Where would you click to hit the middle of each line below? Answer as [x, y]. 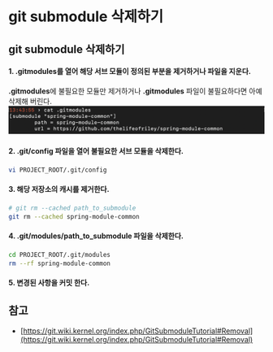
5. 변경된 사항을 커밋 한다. [49, 282]
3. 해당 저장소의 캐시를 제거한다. [59, 189]
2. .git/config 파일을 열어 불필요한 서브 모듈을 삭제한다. [96, 150]
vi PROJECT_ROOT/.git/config [58, 170]
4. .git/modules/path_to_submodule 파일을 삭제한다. [96, 236]
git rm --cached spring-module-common [74, 216]
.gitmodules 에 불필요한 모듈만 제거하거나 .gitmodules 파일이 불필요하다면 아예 [135, 91]
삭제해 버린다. [30, 101]
